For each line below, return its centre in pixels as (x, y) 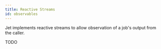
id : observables (21, 14)
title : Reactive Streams (30, 9)
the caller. (15, 33)
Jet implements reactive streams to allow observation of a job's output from (81, 27)
